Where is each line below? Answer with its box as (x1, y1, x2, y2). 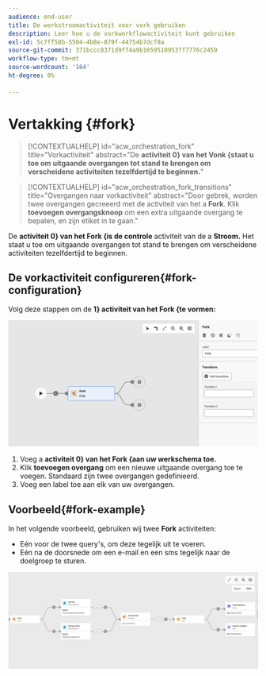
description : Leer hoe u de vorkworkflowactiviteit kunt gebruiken (8, 29, 236, 37)
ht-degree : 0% (8, 71, 55, 79)
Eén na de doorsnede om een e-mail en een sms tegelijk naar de (19, 548, 230, 558)
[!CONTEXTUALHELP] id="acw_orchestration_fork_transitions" (27, 182, 232, 191)
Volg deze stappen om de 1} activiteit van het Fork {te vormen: (8, 304, 216, 314)
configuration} (8, 283, 82, 297)
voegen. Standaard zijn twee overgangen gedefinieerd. (19, 471, 199, 481)
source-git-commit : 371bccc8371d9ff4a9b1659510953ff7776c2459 (8, 46, 218, 55)
